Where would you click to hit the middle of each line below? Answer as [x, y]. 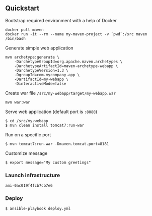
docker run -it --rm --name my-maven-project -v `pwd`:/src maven [76, 34]
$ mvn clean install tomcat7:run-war [45, 125]
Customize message [26, 153]
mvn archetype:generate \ [32, 57]
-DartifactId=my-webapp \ [42, 79]
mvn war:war [18, 102]
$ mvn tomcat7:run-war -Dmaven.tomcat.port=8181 [57, 144]
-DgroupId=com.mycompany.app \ [47, 75]
